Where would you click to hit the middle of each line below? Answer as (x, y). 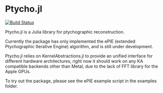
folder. (12, 86)
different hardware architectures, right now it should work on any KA (74, 61)
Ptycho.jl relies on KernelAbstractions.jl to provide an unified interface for (79, 56)
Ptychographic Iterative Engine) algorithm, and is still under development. (79, 46)
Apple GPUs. (18, 71)
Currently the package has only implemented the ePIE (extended (70, 41)
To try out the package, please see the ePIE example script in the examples (81, 81)
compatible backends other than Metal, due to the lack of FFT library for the (81, 66)
